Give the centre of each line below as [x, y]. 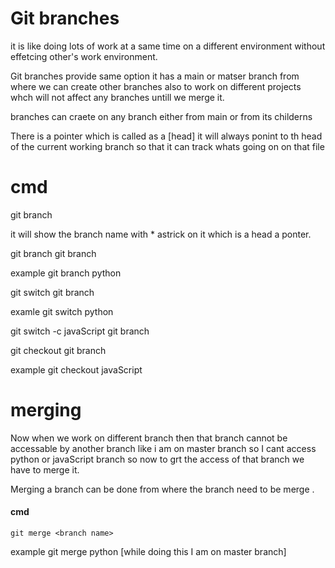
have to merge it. [45, 469]
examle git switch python [62, 311]
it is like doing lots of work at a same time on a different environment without [168, 46]
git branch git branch [53, 253]
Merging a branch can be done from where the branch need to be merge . [162, 489]
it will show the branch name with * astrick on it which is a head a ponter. [161, 234]
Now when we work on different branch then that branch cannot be [149, 438]
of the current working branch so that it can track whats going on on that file [167, 146]
